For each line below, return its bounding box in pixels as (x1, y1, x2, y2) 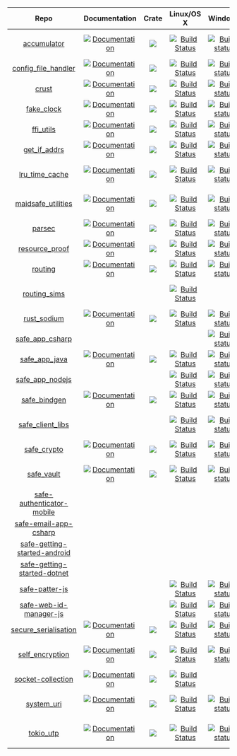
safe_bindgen (20, 395, 67, 405)
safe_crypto (24, 445, 63, 454)
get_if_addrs (23, 145, 65, 154)
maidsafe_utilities (15, 199, 73, 208)
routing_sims (22, 289, 66, 298)
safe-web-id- (19, 600, 68, 610)
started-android (17, 548, 71, 557)
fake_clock (25, 104, 62, 114)
